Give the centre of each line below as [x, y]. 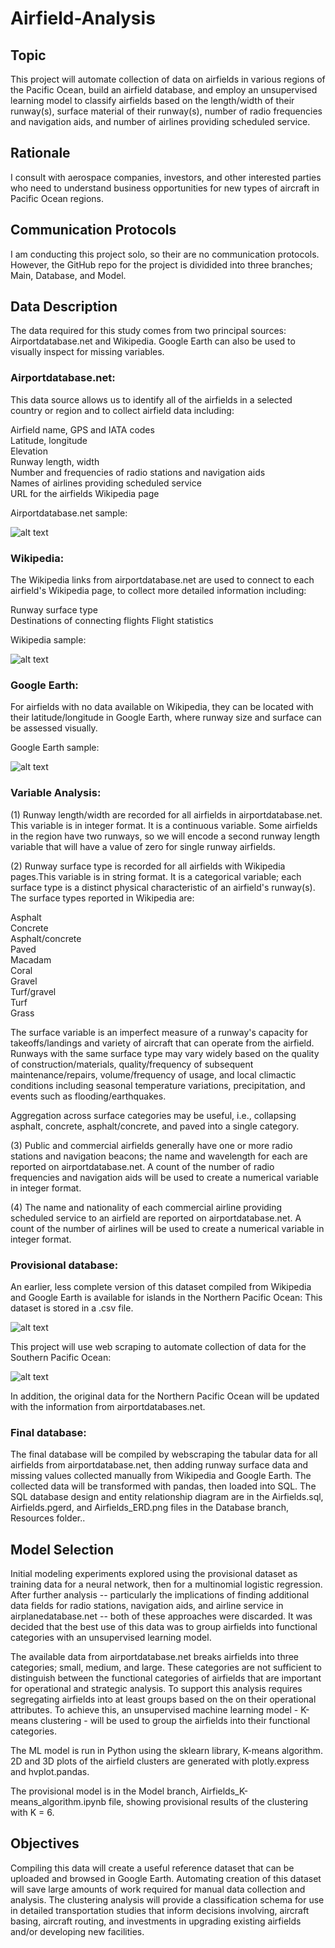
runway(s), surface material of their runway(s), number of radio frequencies [166, 111]
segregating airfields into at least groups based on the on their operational [163, 1699]
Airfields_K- [224, 1791]
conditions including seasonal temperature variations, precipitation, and [158, 1085]
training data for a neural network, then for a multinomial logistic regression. [166, 1584]
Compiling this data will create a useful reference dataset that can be [152, 1868]
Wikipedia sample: [48, 640]
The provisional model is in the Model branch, [104, 1791]
